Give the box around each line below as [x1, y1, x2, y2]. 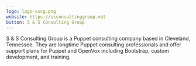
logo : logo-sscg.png [6, 8, 57, 14]
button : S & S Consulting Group [6, 19, 85, 25]
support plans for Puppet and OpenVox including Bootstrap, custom [6, 47, 170, 54]
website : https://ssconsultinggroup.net [6, 14, 106, 20]
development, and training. [6, 53, 71, 61]
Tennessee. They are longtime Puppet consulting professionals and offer [6, 41, 181, 48]
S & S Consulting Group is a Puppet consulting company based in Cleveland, [6, 35, 191, 42]
